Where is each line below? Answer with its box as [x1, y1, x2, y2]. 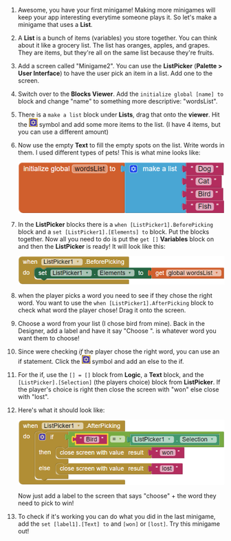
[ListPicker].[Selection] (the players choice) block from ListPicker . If [17, 378, 221, 386]
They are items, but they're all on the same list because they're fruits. [17, 48, 214, 57]
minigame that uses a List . [17, 21, 93, 28]
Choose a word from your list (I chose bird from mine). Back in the [17, 319, 206, 327]
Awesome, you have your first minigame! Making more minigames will [17, 6, 216, 14]
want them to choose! [17, 334, 80, 342]
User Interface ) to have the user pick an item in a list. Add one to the [17, 69, 212, 77]
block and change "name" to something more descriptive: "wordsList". [17, 97, 218, 105]
